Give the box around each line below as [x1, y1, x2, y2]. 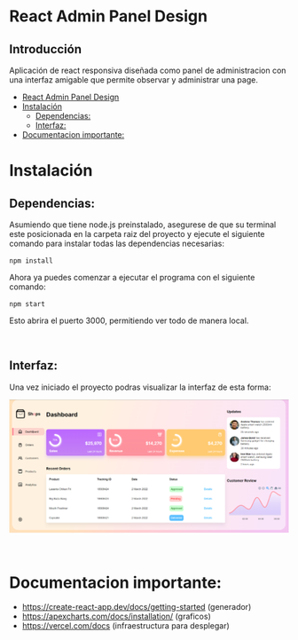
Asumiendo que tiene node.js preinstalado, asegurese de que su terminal [9, 219, 277, 230]
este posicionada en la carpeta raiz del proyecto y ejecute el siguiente [9, 229, 265, 239]
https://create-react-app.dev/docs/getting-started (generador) [21, 602, 252, 612]
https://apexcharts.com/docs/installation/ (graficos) [21, 611, 211, 622]
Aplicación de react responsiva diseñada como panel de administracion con [9, 65, 286, 75]
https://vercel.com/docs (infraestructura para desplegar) [21, 620, 231, 631]
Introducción [9, 42, 82, 57]
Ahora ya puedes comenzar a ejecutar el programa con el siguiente [9, 273, 255, 282]
